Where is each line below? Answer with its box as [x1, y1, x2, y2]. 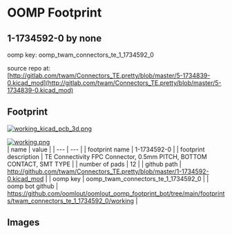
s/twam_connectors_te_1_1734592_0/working [7, 196, 135, 205]
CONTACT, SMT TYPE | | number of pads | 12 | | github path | [7, 160, 182, 168]
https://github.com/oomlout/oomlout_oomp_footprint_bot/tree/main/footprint [7, 189, 225, 198]
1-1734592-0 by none [7, 32, 102, 44]
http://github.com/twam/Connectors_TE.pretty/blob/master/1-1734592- [7, 167, 209, 176]
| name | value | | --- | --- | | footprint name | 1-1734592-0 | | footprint [7, 145, 205, 153]
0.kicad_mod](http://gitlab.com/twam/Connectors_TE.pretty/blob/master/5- [7, 79, 222, 87]
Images [7, 216, 40, 229]
